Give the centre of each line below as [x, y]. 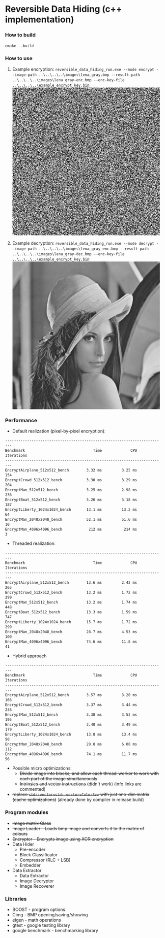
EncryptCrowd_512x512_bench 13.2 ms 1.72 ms [71, 593]
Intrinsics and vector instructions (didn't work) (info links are [81, 784]
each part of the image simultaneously [58, 779]
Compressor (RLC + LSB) [45, 860]
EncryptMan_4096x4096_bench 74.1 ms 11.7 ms [71, 754]
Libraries [16, 899]
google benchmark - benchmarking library [55, 931]
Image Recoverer [37, 886]
